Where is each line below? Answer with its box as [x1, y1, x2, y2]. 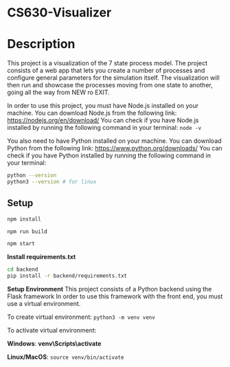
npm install [7, 215, 41, 223]
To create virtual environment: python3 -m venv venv [7, 313, 156, 321]
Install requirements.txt [7, 253, 76, 261]
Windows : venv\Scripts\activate [7, 340, 102, 348]
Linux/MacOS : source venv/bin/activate [7, 353, 124, 362]
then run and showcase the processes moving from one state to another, [7, 81, 213, 89]
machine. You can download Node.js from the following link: [7, 109, 177, 118]
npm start [7, 241, 36, 247]
